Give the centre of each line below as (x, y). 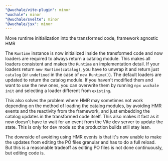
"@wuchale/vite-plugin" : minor (38, 10)
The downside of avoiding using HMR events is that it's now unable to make (83, 137)
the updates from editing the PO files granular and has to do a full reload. (80, 142)
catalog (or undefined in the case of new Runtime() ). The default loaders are (83, 75)
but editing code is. (25, 153)
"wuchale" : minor (23, 15)
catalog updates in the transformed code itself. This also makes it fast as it (82, 117)
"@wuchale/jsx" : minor (29, 24)
